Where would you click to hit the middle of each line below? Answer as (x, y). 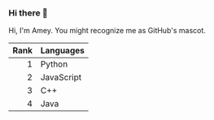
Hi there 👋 (28, 13)
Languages (63, 50)
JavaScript (61, 78)
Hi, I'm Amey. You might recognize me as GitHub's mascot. (107, 31)
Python (54, 64)
